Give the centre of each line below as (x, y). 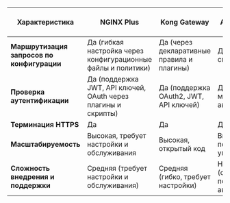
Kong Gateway (185, 22)
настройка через (115, 51)
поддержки (30, 186)
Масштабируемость (46, 144)
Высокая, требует (116, 135)
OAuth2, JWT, (181, 96)
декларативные (184, 51)
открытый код (182, 148)
